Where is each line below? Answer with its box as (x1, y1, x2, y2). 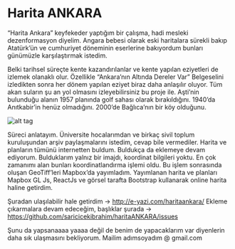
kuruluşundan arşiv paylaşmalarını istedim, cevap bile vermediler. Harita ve (7, 137, 227, 147)
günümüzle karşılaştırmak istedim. (7, 51, 108, 60)
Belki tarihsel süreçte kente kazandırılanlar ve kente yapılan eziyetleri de (7, 65, 219, 73)
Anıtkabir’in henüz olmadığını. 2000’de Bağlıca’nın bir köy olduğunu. (7, 102, 207, 111)
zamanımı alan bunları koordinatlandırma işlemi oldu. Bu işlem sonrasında (7, 160, 222, 169)
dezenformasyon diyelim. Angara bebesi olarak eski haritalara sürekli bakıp (7, 36, 228, 44)
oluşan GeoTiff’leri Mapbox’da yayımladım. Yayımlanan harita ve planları (7, 168, 218, 176)
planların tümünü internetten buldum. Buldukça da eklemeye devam (7, 145, 206, 154)
